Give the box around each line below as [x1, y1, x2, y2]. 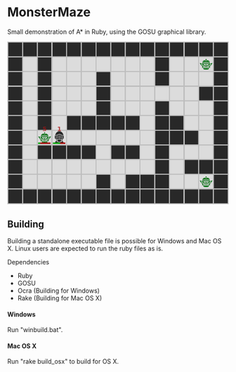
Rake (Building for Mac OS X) [17, 294, 103, 302]
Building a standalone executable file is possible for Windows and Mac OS [7, 237, 222, 245]
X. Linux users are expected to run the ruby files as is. [7, 244, 164, 253]
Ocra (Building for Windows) [17, 286, 100, 295]
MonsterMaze [7, 4, 91, 20]
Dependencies [7, 258, 50, 267]
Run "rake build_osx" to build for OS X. [7, 357, 119, 366]
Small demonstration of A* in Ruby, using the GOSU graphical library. [7, 27, 206, 36]
